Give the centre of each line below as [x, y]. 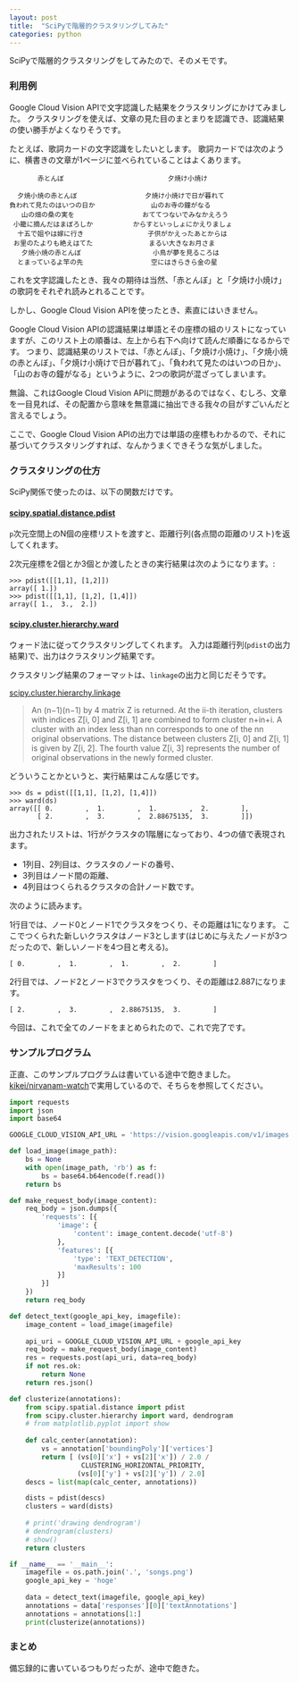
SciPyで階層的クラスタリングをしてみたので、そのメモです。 [120, 61]
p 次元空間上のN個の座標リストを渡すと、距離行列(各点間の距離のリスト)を [146, 534]
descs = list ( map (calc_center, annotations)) [112, 1482]
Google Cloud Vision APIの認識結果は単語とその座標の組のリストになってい [148, 329]
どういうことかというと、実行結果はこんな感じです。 [107, 776]
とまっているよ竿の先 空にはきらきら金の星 [117, 262]
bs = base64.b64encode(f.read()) [104, 1176]
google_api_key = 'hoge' [71, 1581]
